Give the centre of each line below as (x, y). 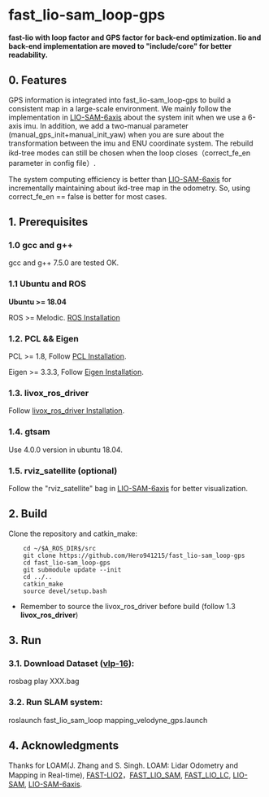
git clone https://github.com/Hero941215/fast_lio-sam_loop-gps (134, 555)
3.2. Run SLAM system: (56, 703)
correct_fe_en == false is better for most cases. (88, 196)
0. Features (38, 80)
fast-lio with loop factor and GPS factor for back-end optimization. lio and (135, 37)
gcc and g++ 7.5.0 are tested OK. (64, 263)
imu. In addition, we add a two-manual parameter (106, 126)
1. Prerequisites (48, 222)
